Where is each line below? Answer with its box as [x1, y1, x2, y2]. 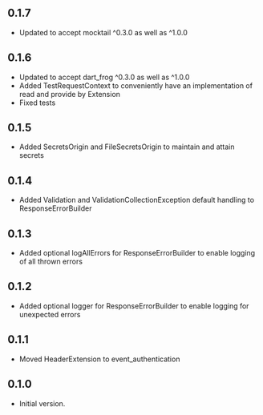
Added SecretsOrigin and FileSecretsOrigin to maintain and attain [18, 142, 235, 151]
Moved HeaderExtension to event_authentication [18, 354, 180, 364]
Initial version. [18, 398, 66, 408]
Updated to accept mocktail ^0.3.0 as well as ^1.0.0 [18, 27, 188, 37]
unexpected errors [18, 309, 81, 319]
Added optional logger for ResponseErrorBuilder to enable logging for [18, 300, 249, 311]
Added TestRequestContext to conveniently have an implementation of [18, 80, 253, 91]
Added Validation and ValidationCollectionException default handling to [18, 195, 254, 205]
